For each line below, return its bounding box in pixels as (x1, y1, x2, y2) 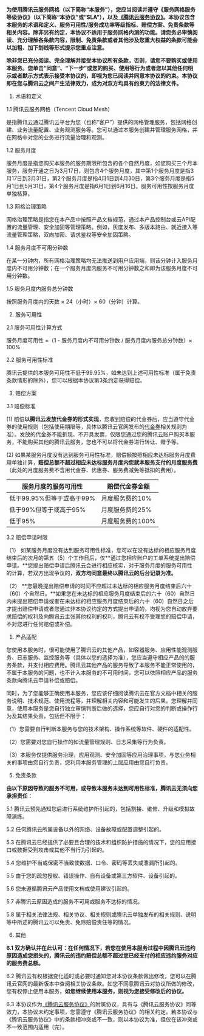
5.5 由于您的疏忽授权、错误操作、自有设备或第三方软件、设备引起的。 (6, 872, 181, 879)
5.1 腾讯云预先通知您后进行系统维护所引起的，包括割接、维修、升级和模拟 (6, 805, 190, 812)
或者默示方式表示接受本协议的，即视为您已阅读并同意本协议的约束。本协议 (11, 72, 198, 79)
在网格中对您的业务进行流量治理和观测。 (6, 134, 107, 141)
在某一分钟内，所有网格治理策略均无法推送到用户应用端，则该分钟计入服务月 (6, 257, 198, 264)
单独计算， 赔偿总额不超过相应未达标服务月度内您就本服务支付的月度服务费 (11, 459, 198, 466)
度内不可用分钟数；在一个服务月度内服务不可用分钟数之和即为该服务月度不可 (6, 265, 198, 271)
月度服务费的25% (101, 506, 152, 513)
